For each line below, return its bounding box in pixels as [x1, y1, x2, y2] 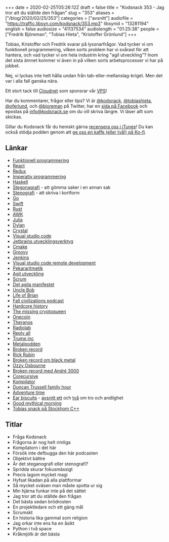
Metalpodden [12, 340, 41, 347]
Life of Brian [12, 292, 38, 298]
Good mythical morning [12, 400, 62, 406]
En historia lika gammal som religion [12, 515, 88, 521]
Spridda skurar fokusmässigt [12, 466, 73, 472]
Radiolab [12, 325, 31, 331]
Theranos [12, 319, 33, 325]
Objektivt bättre [12, 455, 46, 461]
